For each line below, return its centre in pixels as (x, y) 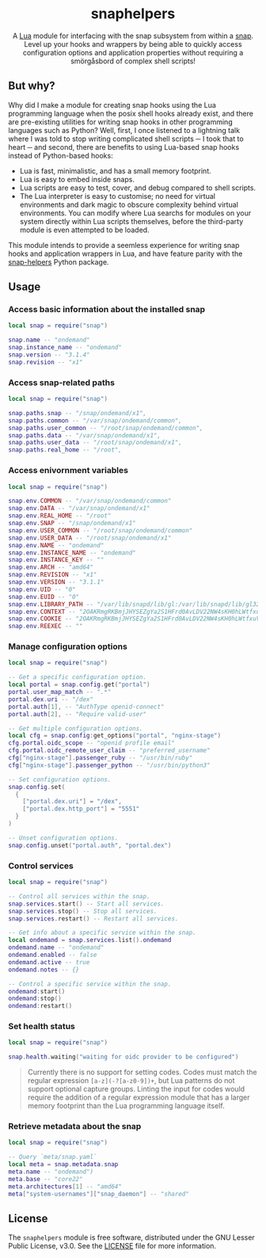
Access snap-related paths (61, 383)
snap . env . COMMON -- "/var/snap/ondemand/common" (90, 501)
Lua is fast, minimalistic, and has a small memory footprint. (115, 170)
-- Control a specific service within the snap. (90, 984)
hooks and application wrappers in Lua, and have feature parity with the (125, 254)
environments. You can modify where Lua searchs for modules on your (135, 213)
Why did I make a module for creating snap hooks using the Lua (112, 105)
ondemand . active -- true (49, 962)
